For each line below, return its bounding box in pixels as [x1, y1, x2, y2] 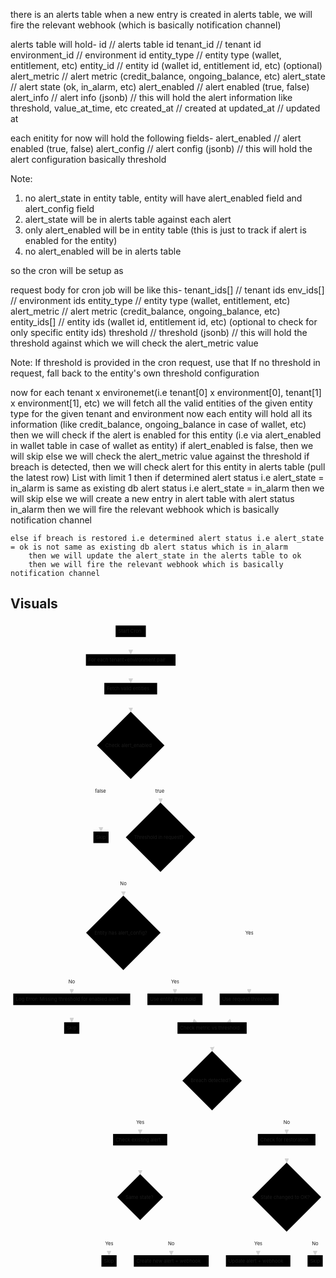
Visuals [10, 595, 58, 613]
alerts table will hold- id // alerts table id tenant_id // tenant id [10, 39, 262, 50]
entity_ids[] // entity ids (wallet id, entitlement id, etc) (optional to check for [10, 316, 318, 328]
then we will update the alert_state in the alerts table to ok [28, 551, 302, 561]
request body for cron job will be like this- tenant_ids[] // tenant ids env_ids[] [10, 284, 325, 296]
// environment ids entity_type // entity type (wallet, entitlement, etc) [10, 295, 291, 306]
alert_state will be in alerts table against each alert [24, 214, 232, 225]
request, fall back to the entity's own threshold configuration [10, 367, 260, 379]
